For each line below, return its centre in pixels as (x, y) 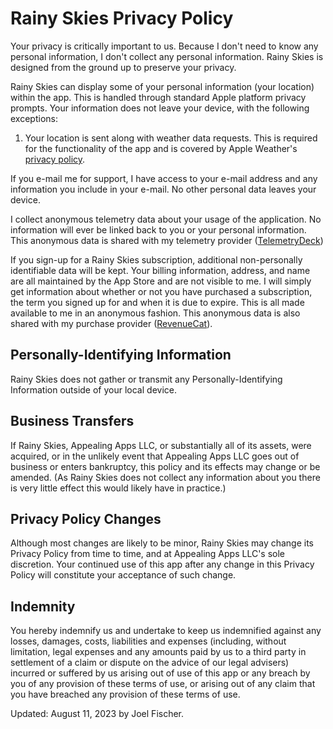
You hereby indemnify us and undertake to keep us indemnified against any (166, 631)
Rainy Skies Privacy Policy (122, 18)
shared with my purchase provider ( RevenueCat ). (111, 323)
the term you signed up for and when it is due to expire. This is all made (157, 302)
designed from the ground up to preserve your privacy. (123, 67)
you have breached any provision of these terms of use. (125, 694)
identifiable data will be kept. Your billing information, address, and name (160, 270)
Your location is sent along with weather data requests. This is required (171, 138)
